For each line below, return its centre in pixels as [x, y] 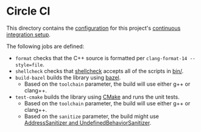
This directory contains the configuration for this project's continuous [93, 28]
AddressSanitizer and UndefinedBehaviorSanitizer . [88, 122]
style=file [29, 65]
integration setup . [28, 34]
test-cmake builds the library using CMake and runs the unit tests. [97, 97]
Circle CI [28, 11]
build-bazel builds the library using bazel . [68, 77]
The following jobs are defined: [45, 46]
